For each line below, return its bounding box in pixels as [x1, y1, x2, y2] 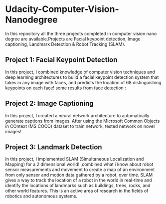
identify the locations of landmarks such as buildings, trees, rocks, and [5, 183, 151, 189]
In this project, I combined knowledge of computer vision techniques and [5, 69, 156, 75]
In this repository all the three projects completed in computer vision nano [5, 30, 157, 36]
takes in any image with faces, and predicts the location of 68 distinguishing [5, 79, 162, 85]
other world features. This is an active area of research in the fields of [5, 188, 149, 194]
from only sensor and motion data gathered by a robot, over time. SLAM [5, 172, 153, 178]
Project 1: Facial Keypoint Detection [5, 56, 118, 64]
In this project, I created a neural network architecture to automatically [5, 112, 150, 118]
